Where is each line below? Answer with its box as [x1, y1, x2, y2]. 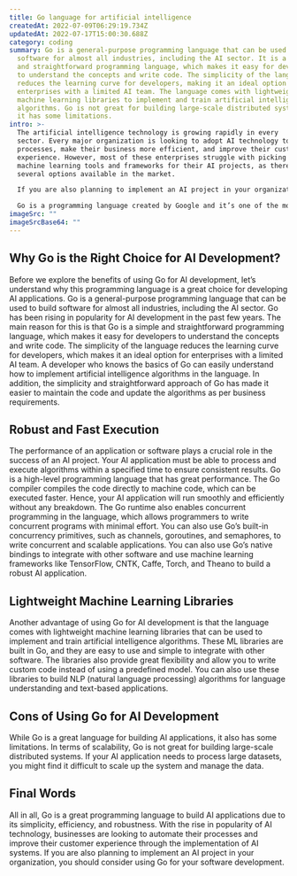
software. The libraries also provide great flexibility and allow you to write [9, 655, 277, 665]
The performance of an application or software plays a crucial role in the [9, 446, 273, 456]
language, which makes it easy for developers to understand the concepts [9, 330, 280, 341]
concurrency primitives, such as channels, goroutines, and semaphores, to [9, 531, 281, 541]
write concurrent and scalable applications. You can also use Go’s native [9, 539, 273, 550]
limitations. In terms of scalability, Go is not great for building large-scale [9, 741, 274, 752]
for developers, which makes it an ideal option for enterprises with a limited [9, 349, 284, 360]
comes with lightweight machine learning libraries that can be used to [9, 626, 263, 638]
